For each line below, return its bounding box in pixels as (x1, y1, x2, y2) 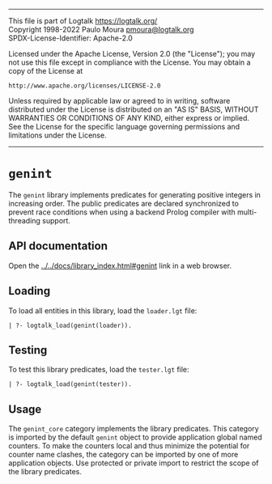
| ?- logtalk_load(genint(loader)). (8, 321, 132, 329)
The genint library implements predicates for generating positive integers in (8, 189, 261, 199)
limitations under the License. (8, 130, 107, 140)
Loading (8, 284, 51, 298)
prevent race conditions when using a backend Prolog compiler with (8, 207, 236, 217)
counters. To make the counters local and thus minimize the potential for (8, 441, 250, 451)
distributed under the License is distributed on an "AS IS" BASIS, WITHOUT (8, 104, 259, 114)
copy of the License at (8, 66, 83, 75)
